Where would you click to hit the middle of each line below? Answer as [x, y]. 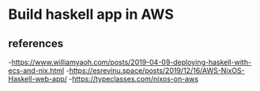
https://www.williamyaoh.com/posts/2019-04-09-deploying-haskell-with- [131, 62]
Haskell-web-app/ [38, 79]
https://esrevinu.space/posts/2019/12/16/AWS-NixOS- [157, 71]
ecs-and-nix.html [36, 71]
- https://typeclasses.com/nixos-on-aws [134, 79]
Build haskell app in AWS [91, 15]
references [36, 44]
